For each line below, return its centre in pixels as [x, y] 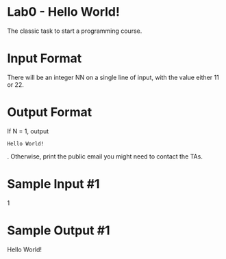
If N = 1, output [28, 131]
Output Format [50, 112]
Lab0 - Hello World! [63, 12]
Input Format [45, 58]
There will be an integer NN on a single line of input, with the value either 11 [113, 77]
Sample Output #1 [59, 230]
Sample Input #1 [54, 184]
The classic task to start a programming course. [75, 31]
